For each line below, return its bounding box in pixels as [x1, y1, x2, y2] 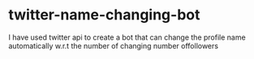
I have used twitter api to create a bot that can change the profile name [8, 32, 246, 42]
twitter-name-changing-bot [8, 6, 200, 24]
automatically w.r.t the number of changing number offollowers [8, 40, 219, 50]
